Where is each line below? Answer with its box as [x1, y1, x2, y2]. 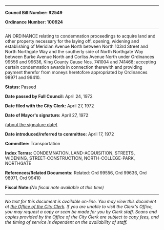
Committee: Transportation [5, 141, 61, 146]
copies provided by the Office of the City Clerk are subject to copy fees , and [5, 214, 159, 220]
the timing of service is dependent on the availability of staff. [5, 219, 128, 225]
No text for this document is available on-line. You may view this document [5, 198, 156, 204]
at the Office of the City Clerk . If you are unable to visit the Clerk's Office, [5, 204, 153, 210]
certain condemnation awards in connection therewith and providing [5, 64, 143, 70]
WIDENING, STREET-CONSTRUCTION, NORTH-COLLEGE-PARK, [5, 155, 135, 161]
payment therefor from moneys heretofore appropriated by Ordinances [5, 69, 148, 75]
